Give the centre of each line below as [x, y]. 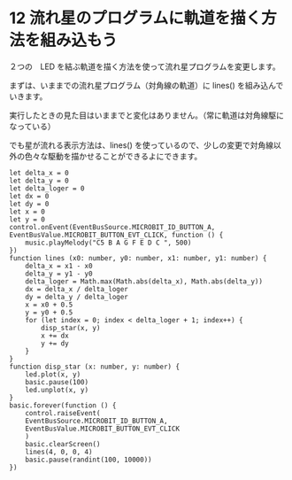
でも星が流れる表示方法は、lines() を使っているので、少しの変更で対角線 [142, 145]
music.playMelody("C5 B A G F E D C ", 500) [108, 243]
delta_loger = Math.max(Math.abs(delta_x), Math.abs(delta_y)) [144, 281]
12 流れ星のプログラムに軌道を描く [135, 18]
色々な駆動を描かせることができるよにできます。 [113, 156]
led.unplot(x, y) [57, 390]
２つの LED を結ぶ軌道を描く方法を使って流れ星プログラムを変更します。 [145, 66]
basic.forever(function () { [63, 405]
